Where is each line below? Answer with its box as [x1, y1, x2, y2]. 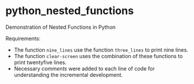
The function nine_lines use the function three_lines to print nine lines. [13, 46, 189, 53]
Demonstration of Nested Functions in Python [5, 23, 116, 31]
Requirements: [5, 35, 40, 42]
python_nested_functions [5, 4, 134, 18]
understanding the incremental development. [13, 71, 123, 78]
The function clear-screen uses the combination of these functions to [13, 52, 183, 59]
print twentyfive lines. [13, 59, 67, 66]
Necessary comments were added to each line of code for [13, 65, 155, 72]
